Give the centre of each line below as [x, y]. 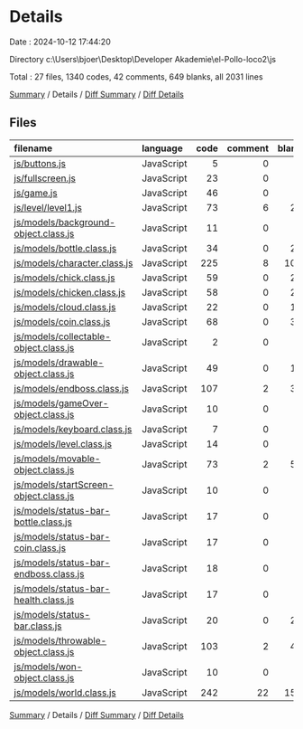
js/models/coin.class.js [62, 321]
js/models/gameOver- [61, 402]
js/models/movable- [57, 459]
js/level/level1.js [48, 207]
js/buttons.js [40, 163]
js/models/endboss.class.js [71, 388]
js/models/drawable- [59, 362]
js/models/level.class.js [63, 443]
